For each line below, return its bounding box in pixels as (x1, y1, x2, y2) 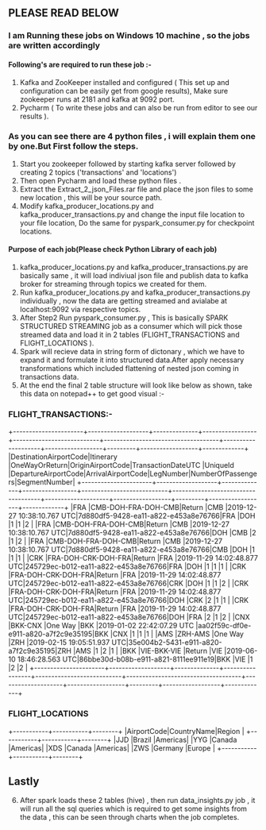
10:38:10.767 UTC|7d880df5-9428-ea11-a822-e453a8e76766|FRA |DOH (18, 512, 256, 521)
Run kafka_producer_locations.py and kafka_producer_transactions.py (19, 288, 251, 297)
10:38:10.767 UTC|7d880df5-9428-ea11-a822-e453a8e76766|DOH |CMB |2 (8, 528, 256, 538)
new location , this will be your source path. (19, 192, 163, 202)
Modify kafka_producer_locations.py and (19, 201, 154, 210)
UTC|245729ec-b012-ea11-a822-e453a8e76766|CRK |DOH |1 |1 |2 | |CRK (8, 579, 249, 589)
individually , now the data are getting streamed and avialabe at (19, 296, 228, 306)
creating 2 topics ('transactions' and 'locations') (19, 167, 177, 177)
